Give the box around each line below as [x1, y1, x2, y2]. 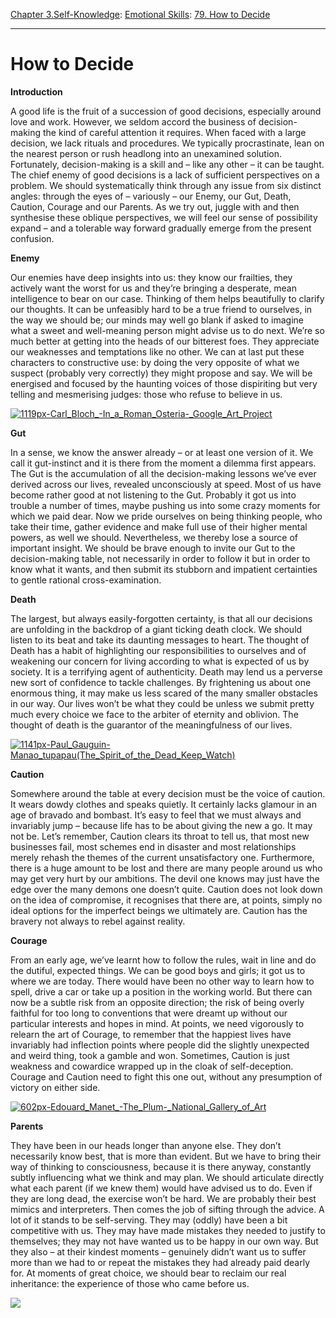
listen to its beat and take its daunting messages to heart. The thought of [10, 634, 310, 646]
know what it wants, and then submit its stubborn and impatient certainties [10, 563, 318, 575]
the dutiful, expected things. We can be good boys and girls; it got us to [10, 964, 306, 976]
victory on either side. [10, 1081, 101, 1093]
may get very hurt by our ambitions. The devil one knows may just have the [10, 872, 320, 884]
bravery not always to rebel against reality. [10, 915, 186, 927]
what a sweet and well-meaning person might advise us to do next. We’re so [10, 324, 325, 336]
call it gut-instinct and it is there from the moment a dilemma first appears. [10, 457, 317, 469]
